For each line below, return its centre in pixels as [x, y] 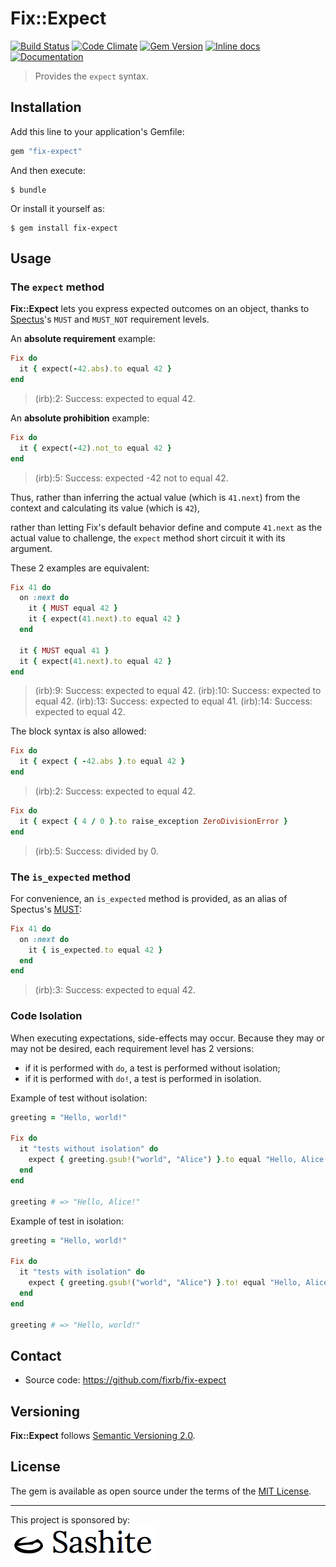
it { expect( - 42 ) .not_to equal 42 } [95, 448]
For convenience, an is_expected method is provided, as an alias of [149, 898]
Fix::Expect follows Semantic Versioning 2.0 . [103, 1436]
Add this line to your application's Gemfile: [97, 131]
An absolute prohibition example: [80, 418]
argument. [31, 548]
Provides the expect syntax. [91, 76]
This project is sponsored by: [70, 1519]
